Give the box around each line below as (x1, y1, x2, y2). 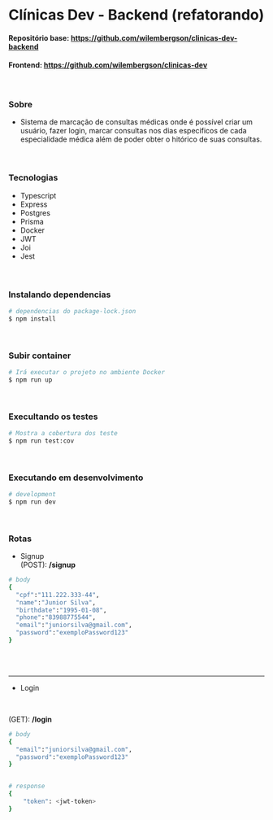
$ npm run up (8, 376, 53, 384)
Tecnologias (8, 172, 58, 184)
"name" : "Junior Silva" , (15, 598, 96, 607)
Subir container (8, 350, 71, 361)
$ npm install (8, 315, 57, 323)
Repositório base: (8, 33, 70, 42)
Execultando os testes (8, 411, 98, 422)
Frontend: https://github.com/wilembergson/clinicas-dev (8, 60, 208, 70)
